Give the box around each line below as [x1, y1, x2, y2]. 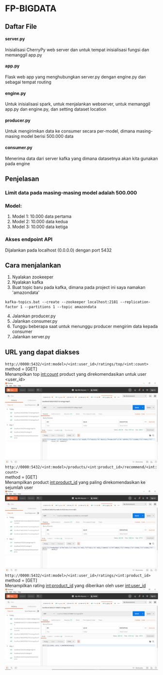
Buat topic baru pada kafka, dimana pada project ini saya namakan [12, 285, 146, 290]
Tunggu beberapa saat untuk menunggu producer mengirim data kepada [12, 324, 158, 329]
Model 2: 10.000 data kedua [12, 219, 68, 225]
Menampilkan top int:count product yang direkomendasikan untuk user [5, 371, 147, 377]
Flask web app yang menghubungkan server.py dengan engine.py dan [5, 74, 146, 79]
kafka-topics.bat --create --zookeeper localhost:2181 [5, 300, 118, 305]
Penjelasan [5, 174, 40, 183]
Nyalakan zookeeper [12, 274, 54, 280]
